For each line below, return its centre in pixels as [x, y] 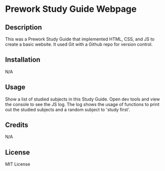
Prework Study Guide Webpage [71, 9]
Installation [23, 60]
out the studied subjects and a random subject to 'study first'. [68, 109]
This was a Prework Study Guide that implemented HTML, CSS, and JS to [80, 39]
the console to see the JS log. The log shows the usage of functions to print [82, 104]
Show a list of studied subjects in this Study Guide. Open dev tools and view [82, 99]
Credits [17, 125]
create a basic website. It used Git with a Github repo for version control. [79, 44]
